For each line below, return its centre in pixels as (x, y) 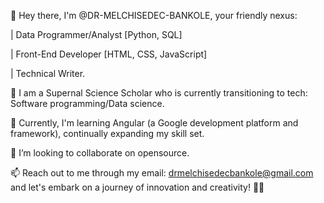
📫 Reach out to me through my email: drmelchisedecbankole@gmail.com (162, 173)
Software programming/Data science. (87, 103)
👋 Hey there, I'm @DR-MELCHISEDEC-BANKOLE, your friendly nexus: (154, 15)
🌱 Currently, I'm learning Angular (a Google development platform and (154, 123)
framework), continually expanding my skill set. (107, 133)
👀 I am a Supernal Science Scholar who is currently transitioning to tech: (159, 93)
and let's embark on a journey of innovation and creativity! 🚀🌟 (137, 187)
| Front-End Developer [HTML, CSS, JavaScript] (109, 54)
